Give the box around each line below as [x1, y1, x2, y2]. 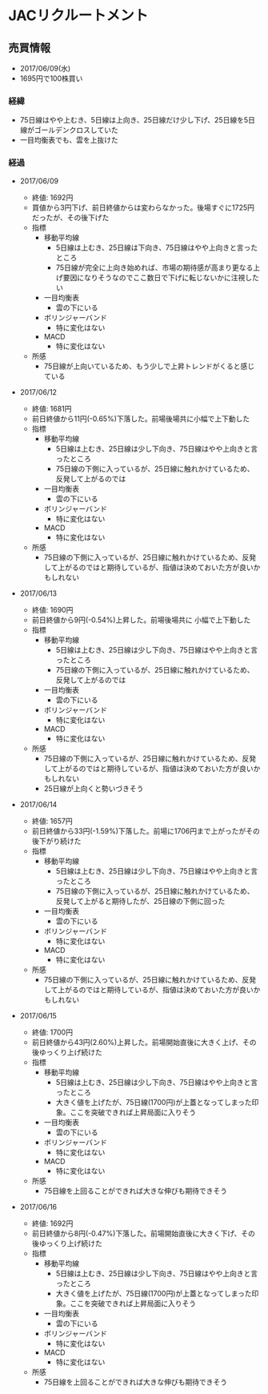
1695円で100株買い [19, 74, 83, 83]
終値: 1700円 [31, 1027, 74, 1037]
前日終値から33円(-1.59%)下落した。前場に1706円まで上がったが [31, 826, 246, 836]
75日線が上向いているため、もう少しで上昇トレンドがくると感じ [43, 361, 254, 371]
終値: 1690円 [31, 605, 74, 614]
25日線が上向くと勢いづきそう [43, 783, 144, 793]
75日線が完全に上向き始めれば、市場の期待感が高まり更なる [55, 263, 254, 272]
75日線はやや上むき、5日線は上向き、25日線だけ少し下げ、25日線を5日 [19, 115, 256, 125]
